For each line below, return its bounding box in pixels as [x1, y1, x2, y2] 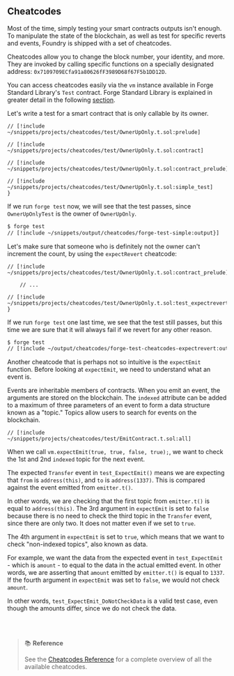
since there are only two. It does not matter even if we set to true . [7, 519, 196, 527]
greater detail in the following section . [7, 96, 116, 104]
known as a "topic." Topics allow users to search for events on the [7, 408, 197, 417]
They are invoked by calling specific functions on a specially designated [7, 59, 214, 68]
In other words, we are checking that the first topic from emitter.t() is [7, 497, 210, 505]
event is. [7, 373, 32, 381]
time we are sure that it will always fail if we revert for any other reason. [7, 325, 212, 333]
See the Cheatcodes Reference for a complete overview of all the [24, 655, 212, 663]
